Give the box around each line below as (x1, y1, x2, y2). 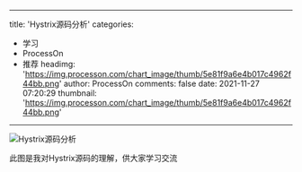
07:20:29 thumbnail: (22, 88, 97, 99)
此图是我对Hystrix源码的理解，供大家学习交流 (9, 153, 178, 163)
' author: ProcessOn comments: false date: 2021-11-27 (58, 78, 261, 89)
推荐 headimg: (22, 59, 76, 69)
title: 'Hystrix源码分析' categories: (9, 19, 135, 30)
